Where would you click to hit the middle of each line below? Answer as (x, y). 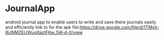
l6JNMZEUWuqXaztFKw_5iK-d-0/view (44, 32)
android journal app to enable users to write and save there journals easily (81, 22)
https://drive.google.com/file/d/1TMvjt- (119, 27)
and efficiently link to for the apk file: (43, 27)
